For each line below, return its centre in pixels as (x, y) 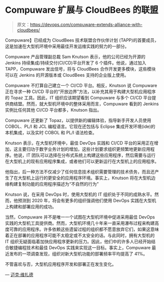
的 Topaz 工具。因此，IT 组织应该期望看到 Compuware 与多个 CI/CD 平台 (79, 97)
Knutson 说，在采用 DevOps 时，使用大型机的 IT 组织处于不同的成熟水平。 (80, 194)
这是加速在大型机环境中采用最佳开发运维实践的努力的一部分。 (67, 46)
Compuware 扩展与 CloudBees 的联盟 (82, 10)
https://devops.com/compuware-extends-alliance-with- (86, 24)
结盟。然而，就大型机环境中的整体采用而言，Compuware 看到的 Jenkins (86, 104)
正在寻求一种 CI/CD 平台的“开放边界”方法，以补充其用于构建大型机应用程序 (81, 92)
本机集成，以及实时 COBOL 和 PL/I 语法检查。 (51, 132)
